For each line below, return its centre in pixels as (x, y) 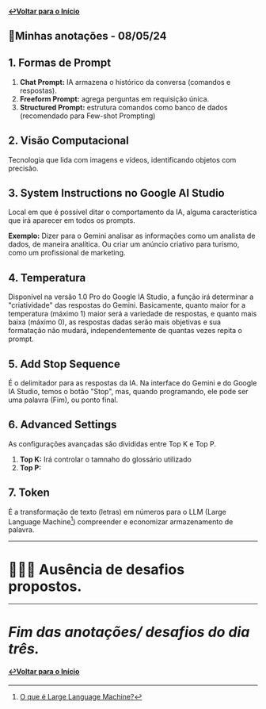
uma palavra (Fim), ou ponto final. (63, 400)
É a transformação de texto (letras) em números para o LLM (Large (118, 512)
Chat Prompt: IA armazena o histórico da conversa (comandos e (125, 82)
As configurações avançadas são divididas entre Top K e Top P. (112, 443)
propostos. (45, 586)
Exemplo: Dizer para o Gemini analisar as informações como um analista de (132, 236)
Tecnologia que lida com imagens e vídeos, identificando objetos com (122, 159)
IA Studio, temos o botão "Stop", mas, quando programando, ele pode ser (128, 392)
